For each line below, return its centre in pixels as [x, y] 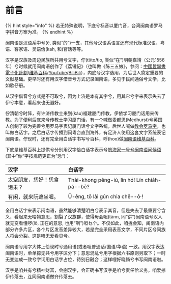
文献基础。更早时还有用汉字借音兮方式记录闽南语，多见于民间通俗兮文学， [83, 79]
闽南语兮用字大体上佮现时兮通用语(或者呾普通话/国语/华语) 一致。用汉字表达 [85, 246]
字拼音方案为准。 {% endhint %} [39, 32]
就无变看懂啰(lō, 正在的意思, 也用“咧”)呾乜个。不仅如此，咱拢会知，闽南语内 [85, 223]
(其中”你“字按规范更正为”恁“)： [38, 156]
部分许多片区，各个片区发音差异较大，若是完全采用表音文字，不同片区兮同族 [85, 229]
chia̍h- [153, 180]
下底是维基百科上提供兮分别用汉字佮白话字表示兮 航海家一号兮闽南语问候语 [83, 149]
